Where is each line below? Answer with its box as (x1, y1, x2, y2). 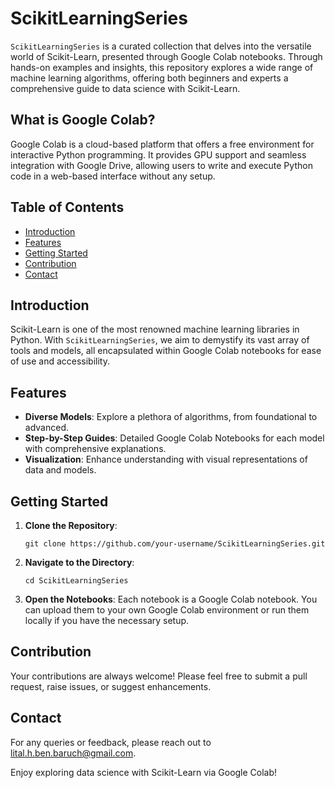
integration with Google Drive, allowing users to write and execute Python (10, 159, 313, 171)
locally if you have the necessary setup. (24, 615, 190, 626)
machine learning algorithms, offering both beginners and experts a (10, 72, 289, 84)
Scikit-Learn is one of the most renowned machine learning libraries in (10, 323, 300, 336)
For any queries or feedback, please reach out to (10, 736, 212, 748)
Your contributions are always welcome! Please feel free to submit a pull (10, 670, 308, 682)
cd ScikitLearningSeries (24, 576, 129, 586)
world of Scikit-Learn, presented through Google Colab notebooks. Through (10, 50, 323, 62)
